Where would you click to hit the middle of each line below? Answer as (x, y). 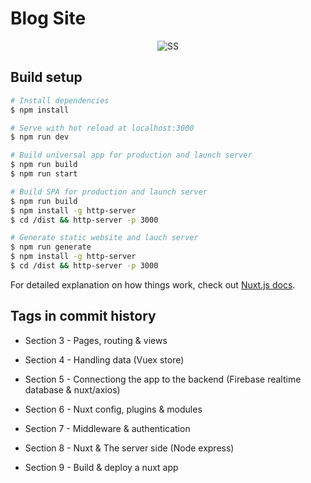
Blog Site (48, 18)
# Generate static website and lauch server (104, 238)
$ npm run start (44, 174)
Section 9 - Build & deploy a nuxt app (101, 467)
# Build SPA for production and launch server (109, 192)
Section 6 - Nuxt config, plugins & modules (113, 409)
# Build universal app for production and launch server (131, 155)
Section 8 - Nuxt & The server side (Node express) (129, 448)
